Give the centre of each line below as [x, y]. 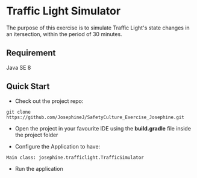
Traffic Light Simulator [64, 11]
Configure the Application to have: [58, 146]
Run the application [39, 168]
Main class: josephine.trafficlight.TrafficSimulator [75, 158]
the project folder [36, 135]
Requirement [31, 53]
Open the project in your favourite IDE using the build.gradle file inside [103, 128]
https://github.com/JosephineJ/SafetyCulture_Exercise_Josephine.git [95, 117]
